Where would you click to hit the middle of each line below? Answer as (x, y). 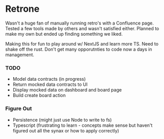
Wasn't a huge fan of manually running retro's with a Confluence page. (79, 23)
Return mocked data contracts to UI (50, 84)
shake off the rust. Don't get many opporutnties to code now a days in (79, 49)
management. (20, 55)
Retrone (22, 9)
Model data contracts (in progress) (49, 79)
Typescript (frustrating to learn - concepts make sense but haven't (83, 125)
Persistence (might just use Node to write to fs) (62, 120)
